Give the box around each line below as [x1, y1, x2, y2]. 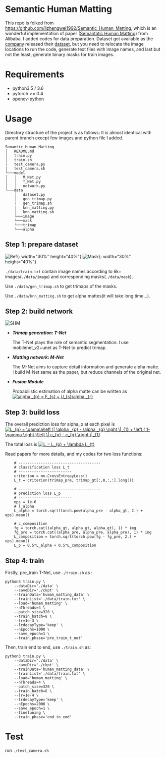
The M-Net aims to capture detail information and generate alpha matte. [12, 364, 160, 370]
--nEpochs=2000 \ [14, 701, 50, 707]
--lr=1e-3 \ [14, 618, 39, 623]
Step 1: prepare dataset [5, 240, 78, 249]
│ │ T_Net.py [5, 179, 41, 184]
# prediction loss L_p [14, 491, 61, 496]
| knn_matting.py [14, 205, 55, 210]
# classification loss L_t [14, 465, 70, 470]
